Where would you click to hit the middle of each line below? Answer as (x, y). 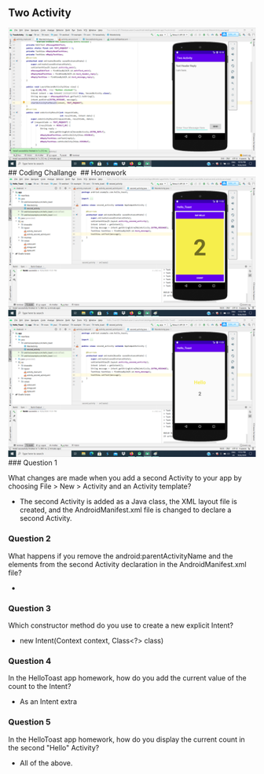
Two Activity (40, 13)
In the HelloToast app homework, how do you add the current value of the (127, 678)
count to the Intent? (40, 687)
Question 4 (30, 661)
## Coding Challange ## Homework (68, 173)
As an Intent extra (48, 702)
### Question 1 (33, 463)
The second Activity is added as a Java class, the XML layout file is (128, 502)
